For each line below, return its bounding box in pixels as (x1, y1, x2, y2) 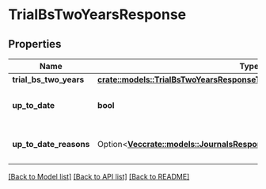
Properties (8, 37, 62, 51)
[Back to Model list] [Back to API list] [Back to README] (8, 172, 190, 181)
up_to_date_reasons (12, 139, 90, 149)
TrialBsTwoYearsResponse (8, 6, 187, 24)
